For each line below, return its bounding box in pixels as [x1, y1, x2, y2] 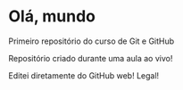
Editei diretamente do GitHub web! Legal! [8, 70, 160, 81]
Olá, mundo [8, 6, 96, 27]
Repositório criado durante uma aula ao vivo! [8, 53, 173, 63]
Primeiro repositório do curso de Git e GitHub [8, 36, 175, 46]
